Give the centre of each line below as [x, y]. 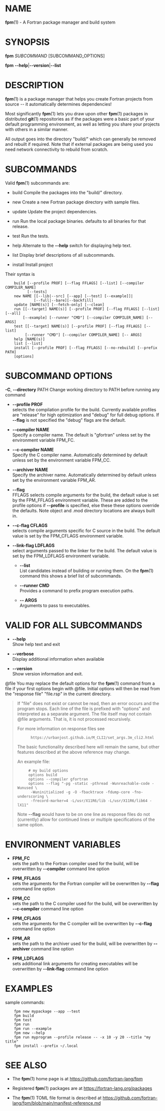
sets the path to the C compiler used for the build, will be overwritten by [85, 903]
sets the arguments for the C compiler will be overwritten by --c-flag [82, 923]
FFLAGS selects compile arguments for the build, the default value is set [85, 495]
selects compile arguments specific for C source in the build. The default [86, 531]
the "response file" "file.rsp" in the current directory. [58, 694]
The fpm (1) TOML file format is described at [57, 1098]
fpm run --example [33, 1028]
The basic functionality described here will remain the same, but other [88, 746]
